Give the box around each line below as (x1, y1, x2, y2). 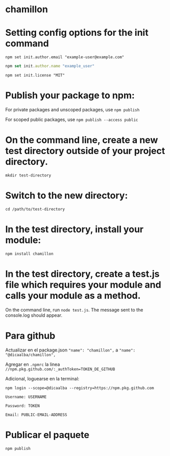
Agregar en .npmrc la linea (5, 361, 60, 367)
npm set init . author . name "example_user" (5, 64, 95, 69)
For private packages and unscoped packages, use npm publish (5, 106, 140, 113)
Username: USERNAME (5, 394, 47, 399)
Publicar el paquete (5, 429, 89, 441)
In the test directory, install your (5, 223, 144, 235)
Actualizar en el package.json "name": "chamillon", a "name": (5, 347, 136, 353)
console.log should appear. (5, 312, 63, 318)
